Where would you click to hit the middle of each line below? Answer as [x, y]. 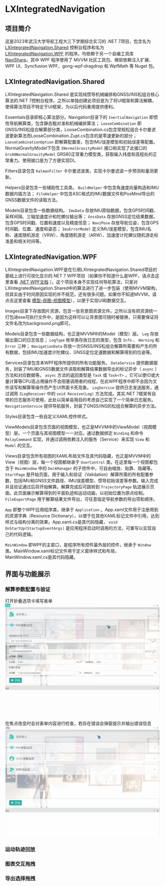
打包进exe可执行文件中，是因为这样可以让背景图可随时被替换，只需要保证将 [82, 317]
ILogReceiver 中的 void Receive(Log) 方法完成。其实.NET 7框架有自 [87, 393]
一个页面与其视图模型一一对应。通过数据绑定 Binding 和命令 [82, 433]
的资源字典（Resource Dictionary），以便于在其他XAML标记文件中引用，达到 [82, 516]
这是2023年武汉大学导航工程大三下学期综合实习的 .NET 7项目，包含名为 [78, 41]
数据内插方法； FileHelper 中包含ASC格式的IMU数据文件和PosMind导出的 [80, 193]
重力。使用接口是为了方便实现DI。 [44, 160]
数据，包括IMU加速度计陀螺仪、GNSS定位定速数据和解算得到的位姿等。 [82, 352]
